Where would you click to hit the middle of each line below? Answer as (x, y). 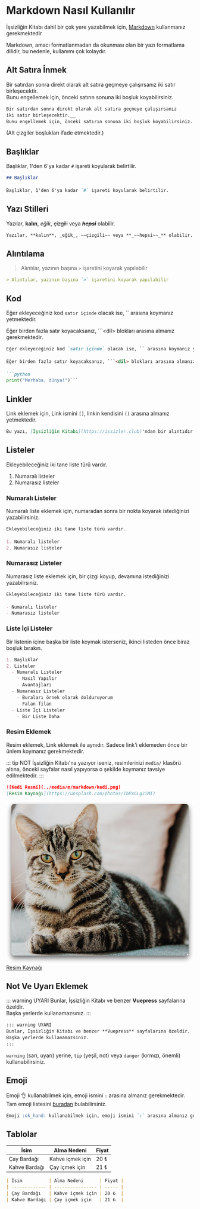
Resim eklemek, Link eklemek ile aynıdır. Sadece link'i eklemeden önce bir (97, 744)
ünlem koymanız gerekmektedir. (45, 751)
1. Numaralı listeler (33, 542)
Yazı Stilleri (27, 209)
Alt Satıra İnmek (36, 70)
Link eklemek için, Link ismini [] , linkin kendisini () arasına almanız (88, 414)
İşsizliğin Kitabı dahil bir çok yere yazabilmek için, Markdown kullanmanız (96, 27)
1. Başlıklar (22, 660)
